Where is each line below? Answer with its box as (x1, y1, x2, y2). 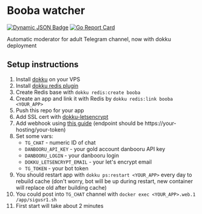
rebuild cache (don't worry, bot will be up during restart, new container (15, 177, 194, 185)
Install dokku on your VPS (15, 75, 81, 82)
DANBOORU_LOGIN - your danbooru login (24, 152, 120, 159)
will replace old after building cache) (15, 184, 107, 191)
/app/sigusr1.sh (15, 196, 57, 203)
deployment (7, 42, 37, 49)
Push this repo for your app (15, 107, 84, 114)
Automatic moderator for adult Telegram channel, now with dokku (7, 35, 172, 42)
